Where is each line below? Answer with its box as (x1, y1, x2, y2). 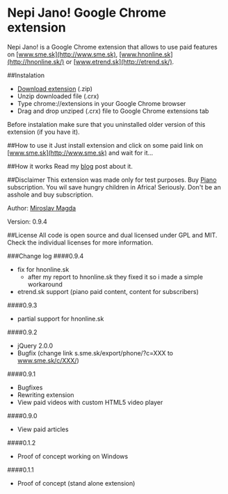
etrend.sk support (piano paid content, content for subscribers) (17, 287, 199, 295)
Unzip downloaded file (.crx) (17, 92, 99, 100)
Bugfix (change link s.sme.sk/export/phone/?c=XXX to (17, 348, 174, 357)
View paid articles (17, 425, 69, 433)
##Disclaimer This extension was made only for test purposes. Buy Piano (7, 176, 217, 184)
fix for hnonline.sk (17, 265, 70, 273)
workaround (27, 280, 63, 288)
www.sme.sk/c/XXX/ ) (17, 356, 79, 364)
